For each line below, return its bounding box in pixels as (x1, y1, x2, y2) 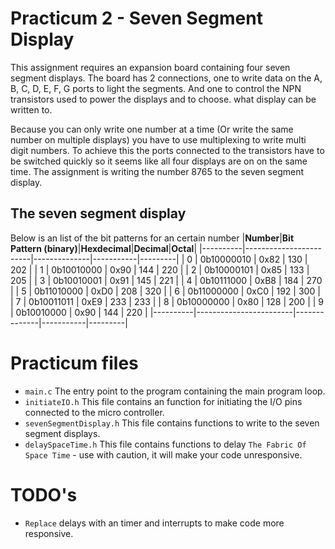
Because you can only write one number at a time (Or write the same (10, 123, 294, 135)
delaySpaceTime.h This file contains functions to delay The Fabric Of (24, 438, 307, 450)
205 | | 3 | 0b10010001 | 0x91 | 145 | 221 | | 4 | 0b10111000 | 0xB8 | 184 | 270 (10, 274, 323, 286)
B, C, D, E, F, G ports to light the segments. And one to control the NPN (10, 82, 302, 94)
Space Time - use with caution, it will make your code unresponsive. (24, 448, 303, 461)
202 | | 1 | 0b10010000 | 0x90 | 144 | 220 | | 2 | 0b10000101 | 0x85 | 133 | (10, 263, 310, 276)
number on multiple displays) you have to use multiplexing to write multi (10, 133, 307, 146)
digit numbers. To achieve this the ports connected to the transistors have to (10, 144, 325, 156)
